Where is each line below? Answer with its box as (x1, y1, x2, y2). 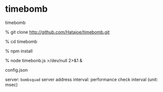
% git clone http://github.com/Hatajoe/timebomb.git (5, 29, 110, 35)
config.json (5, 67, 28, 73)
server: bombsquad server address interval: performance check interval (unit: (5, 76, 158, 82)
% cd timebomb (5, 38, 38, 45)
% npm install (5, 48, 33, 54)
